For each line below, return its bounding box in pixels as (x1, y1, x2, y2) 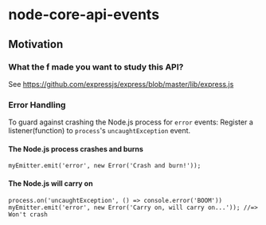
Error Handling (8, 99, 66, 110)
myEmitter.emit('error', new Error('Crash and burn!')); (8, 162, 201, 170)
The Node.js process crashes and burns (8, 144, 143, 153)
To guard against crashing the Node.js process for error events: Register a (8, 117, 253, 127)
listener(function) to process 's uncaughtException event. (8, 126, 191, 136)
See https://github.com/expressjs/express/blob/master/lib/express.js (8, 79, 234, 89)
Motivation (8, 37, 64, 51)
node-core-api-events (8, 6, 160, 24)
